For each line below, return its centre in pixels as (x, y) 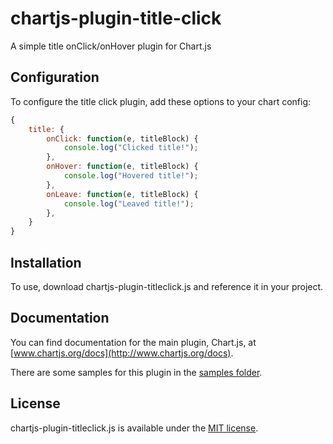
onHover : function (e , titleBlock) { (122, 167)
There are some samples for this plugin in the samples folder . (136, 372)
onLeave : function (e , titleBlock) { (122, 194)
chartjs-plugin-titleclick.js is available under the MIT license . (134, 428)
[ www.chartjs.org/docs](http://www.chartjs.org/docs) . (122, 353)
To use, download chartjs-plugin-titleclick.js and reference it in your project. (167, 286)
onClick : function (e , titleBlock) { (122, 138)
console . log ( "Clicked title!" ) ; (131, 148)
